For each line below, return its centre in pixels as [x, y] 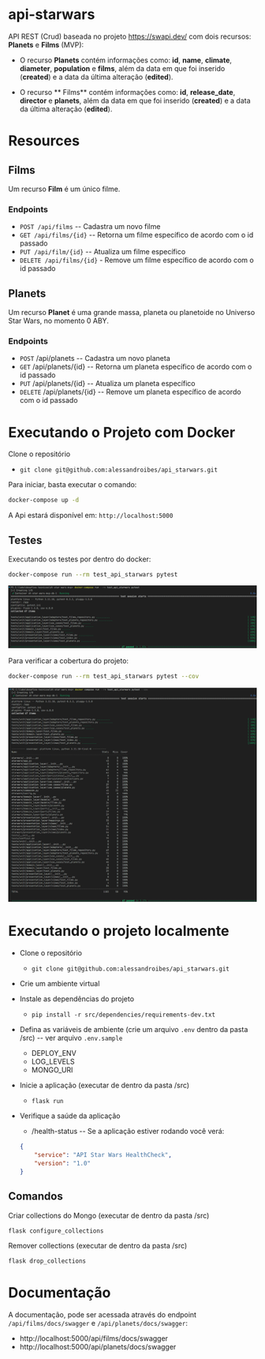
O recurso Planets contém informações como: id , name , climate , [126, 60]
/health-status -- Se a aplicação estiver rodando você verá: [128, 1132]
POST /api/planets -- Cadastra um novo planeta [95, 359]
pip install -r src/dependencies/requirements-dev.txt [123, 1015]
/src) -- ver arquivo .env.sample [71, 1038]
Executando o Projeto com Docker [122, 432]
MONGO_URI [52, 1070]
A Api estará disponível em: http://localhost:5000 [91, 516]
